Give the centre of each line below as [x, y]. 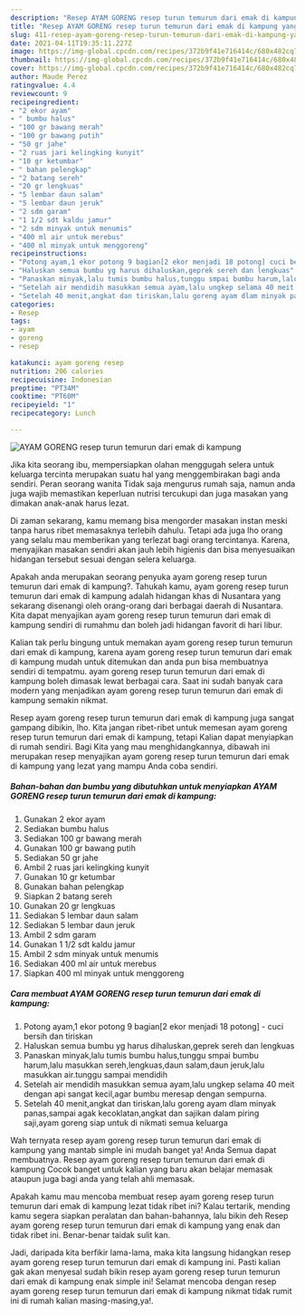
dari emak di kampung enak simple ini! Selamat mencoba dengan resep [143, 1281]
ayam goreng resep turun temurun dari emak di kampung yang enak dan [145, 1225]
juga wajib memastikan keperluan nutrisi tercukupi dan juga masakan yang [149, 493]
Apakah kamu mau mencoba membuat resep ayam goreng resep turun [142, 1196]
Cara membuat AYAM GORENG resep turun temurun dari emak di [136, 994]
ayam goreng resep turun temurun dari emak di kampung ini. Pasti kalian [146, 1262]
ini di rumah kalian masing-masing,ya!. [82, 1300]
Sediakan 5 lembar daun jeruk [79, 924]
